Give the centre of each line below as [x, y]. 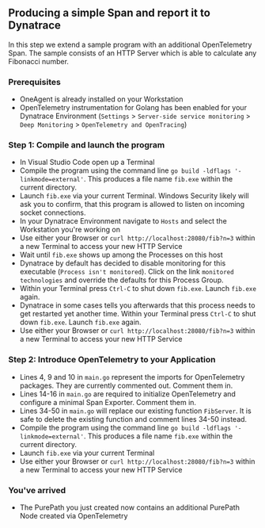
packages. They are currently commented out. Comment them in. [126, 385]
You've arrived [37, 490]
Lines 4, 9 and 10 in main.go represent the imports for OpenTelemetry [132, 377]
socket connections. [53, 212]
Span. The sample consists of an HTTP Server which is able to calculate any [132, 53]
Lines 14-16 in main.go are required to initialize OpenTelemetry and [127, 394]
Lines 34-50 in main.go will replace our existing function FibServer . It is [135, 411]
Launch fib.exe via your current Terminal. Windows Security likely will [134, 196]
